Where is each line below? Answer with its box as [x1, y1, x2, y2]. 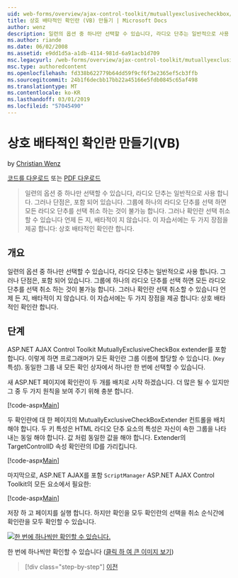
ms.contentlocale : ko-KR [7, 89, 81, 96]
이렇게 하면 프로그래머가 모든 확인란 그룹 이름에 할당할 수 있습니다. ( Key [28, 354, 225, 363]
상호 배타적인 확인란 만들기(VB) [7, 135, 181, 152]
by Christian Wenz [7, 159, 62, 167]
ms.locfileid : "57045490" [7, 103, 84, 110]
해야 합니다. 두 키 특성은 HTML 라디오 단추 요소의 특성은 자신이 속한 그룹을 [7, 424, 214, 433]
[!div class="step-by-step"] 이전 [24, 562, 118, 571]
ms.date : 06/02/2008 [7, 43, 69, 50]
